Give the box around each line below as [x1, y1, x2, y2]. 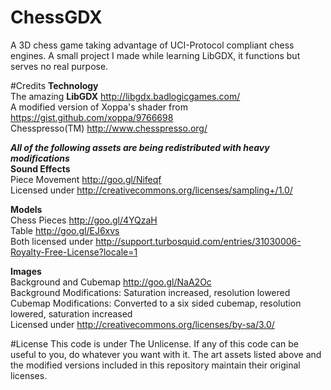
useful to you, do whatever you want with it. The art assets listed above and [10, 348, 322, 360]
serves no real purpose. [10, 60, 109, 72]
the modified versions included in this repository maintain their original [10, 359, 301, 371]
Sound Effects [10, 162, 71, 175]
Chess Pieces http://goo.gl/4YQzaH [10, 214, 158, 226]
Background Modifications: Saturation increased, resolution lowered [10, 286, 291, 298]
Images [10, 265, 42, 277]
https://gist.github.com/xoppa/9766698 [10, 111, 174, 123]
